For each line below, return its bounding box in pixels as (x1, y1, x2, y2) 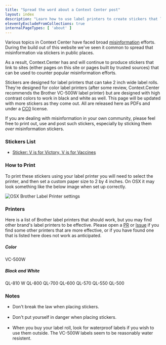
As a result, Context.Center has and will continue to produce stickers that (5, 59, 154, 65)
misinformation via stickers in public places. (5, 50, 94, 56)
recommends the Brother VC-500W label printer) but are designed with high (5, 90, 161, 96)
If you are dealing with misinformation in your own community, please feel (5, 115, 156, 121)
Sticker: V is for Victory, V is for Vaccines (12, 149, 96, 155)
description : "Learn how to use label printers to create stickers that (5, 16, 158, 21)
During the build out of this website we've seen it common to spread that (5, 45, 153, 50)
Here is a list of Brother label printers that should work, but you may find (5, 217, 152, 223)
